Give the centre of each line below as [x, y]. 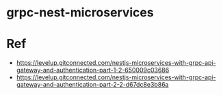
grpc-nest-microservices [80, 13]
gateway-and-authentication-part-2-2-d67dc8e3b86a [92, 85]
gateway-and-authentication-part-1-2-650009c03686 [93, 70]
